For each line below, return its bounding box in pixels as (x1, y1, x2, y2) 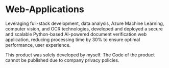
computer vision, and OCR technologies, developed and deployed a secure (5, 25, 163, 31)
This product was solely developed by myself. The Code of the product (5, 52, 155, 58)
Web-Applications (5, 4, 84, 15)
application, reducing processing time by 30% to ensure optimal (5, 37, 140, 43)
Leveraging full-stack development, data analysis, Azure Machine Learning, (5, 20, 164, 26)
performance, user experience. (5, 42, 71, 48)
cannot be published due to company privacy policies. (5, 57, 119, 63)
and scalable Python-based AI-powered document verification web (5, 31, 147, 37)
